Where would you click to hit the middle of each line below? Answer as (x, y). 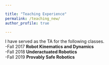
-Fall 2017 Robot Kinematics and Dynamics (50, 47)
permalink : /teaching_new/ (33, 18)
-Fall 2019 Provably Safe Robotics (40, 57)
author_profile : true (27, 23)
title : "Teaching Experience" (36, 14)
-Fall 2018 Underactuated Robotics (41, 52)
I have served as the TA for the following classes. (55, 41)
